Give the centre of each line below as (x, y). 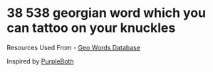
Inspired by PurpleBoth (40, 61)
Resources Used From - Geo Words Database (73, 47)
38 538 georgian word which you (106, 13)
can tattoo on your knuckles (91, 28)
